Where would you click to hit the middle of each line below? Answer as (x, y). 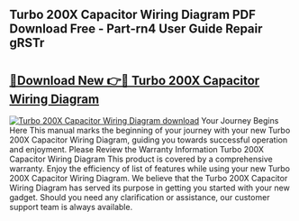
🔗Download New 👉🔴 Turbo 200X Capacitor (135, 80)
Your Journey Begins (240, 120)
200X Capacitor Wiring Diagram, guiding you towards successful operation (149, 140)
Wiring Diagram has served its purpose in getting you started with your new (149, 188)
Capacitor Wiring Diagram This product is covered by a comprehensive (141, 159)
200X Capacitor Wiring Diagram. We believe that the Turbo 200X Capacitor (149, 178)
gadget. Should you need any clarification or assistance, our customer (140, 197)
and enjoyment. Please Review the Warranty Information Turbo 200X (136, 149)
